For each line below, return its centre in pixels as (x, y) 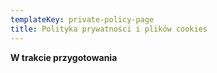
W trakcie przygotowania (64, 57)
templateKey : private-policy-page (82, 19)
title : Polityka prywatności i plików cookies (109, 29)
